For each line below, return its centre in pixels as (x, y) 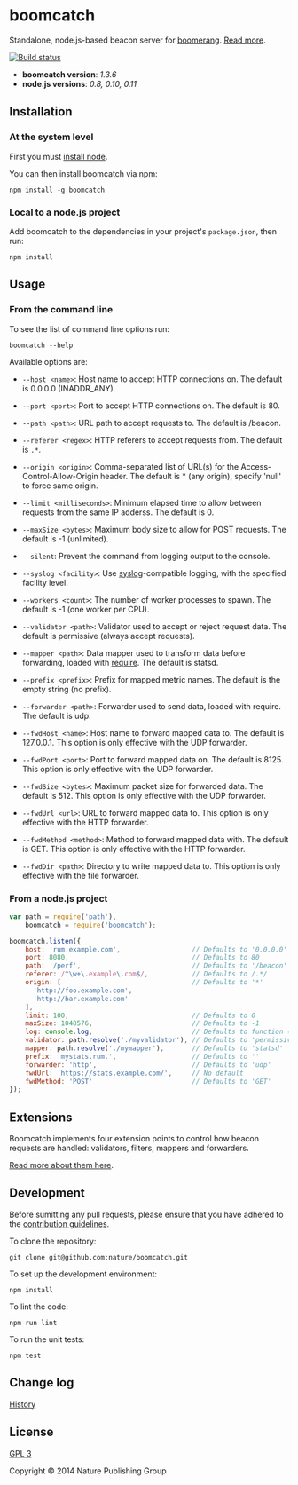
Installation (41, 112)
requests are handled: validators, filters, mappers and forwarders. (129, 1148)
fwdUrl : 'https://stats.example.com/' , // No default (134, 1073)
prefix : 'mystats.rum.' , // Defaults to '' (142, 1056)
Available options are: (49, 361)
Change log (42, 1382)
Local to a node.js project (65, 212)
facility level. (45, 582)
